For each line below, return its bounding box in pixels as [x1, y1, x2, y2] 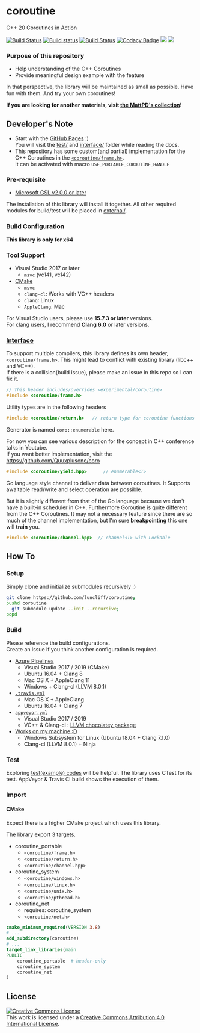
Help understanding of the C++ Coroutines [14, 65, 121, 73]
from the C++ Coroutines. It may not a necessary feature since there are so [6, 510, 193, 517]
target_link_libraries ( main [6, 947, 77, 953]
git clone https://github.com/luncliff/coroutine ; [6, 595, 136, 601]
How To [6, 551, 35, 561]
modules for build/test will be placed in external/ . [6, 207, 127, 214]
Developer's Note [6, 119, 73, 129]
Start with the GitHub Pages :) [14, 135, 89, 142]
